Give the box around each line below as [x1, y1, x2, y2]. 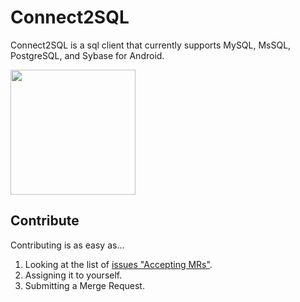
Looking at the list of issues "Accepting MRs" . [24, 258, 213, 270]
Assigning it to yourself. [24, 269, 123, 281]
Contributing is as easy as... [10, 239, 125, 251]
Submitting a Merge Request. [24, 279, 145, 291]
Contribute [10, 212, 80, 230]
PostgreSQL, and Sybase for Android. [10, 49, 165, 61]
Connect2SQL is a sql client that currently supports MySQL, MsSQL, [10, 39, 292, 51]
